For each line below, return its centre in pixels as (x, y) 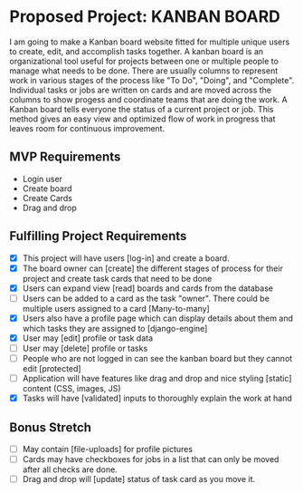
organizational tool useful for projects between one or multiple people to (144, 61)
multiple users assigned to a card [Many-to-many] (116, 308)
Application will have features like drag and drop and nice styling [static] (157, 379)
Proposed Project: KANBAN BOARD (145, 17)
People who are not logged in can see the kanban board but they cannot (157, 358)
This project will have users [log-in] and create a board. (126, 258)
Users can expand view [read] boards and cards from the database (148, 288)
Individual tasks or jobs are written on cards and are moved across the (140, 90)
